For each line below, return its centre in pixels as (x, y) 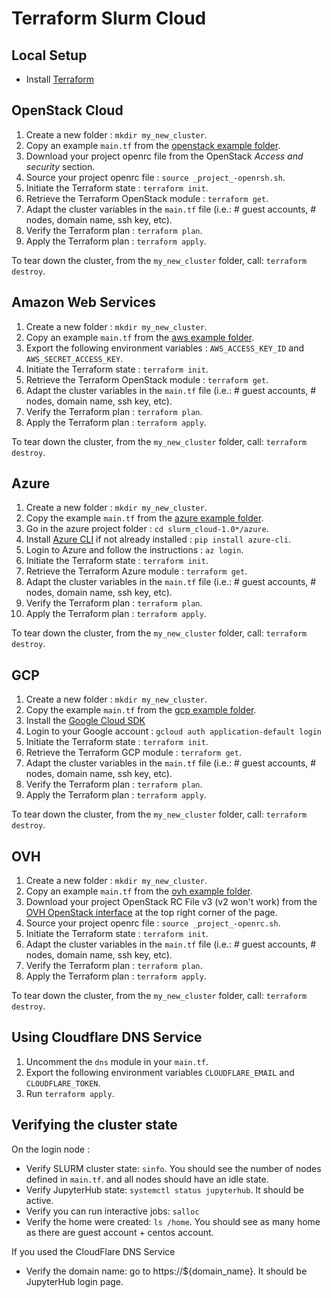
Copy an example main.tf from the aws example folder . (140, 337)
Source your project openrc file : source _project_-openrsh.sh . (155, 177)
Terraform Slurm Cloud (109, 18)
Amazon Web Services (84, 302)
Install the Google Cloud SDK (85, 721)
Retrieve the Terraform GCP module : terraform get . (133, 753)
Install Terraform (60, 79)
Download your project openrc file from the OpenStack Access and (164, 156)
